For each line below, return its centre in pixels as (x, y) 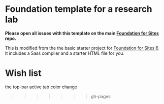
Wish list (23, 73)
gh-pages (101, 96)
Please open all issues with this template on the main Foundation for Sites (82, 33)
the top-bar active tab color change (41, 87)
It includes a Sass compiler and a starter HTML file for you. (65, 53)
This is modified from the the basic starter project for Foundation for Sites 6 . (82, 48)
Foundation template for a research (79, 9)
